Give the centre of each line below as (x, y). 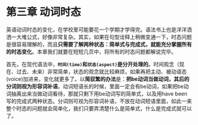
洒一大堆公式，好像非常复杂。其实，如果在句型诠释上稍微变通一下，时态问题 (99, 37)
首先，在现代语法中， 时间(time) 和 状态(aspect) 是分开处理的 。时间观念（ (93, 64)
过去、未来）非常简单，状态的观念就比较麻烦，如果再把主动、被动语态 (101, 71)
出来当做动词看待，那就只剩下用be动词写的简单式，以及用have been (104, 93)
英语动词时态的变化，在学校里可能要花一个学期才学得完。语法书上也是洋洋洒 (99, 29)
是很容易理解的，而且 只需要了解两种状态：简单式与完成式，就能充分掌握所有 (99, 44)
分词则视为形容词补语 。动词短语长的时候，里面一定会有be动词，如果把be (95, 86)
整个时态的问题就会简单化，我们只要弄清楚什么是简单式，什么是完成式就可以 (99, 108)
